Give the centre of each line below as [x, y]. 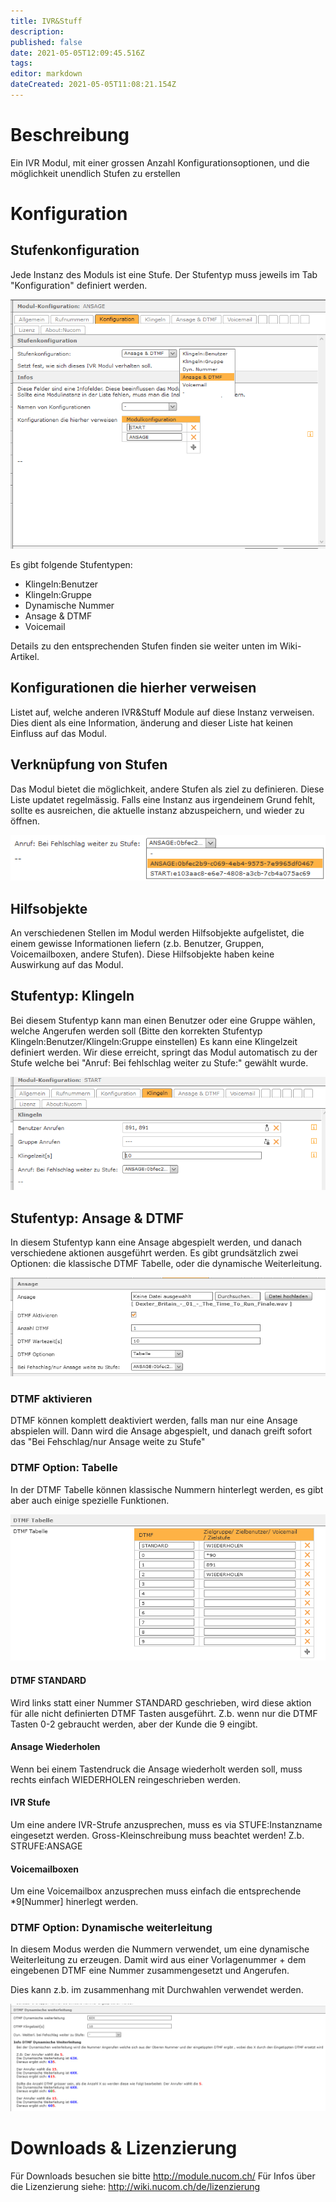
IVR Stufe [30, 1802]
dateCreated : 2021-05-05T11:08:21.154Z [93, 85]
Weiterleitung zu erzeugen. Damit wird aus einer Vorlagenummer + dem [158, 1960]
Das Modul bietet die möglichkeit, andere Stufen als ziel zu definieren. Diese [167, 789]
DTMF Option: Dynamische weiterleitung [111, 1928]
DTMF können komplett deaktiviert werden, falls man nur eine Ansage [154, 1421]
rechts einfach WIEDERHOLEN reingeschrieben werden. [126, 1779]
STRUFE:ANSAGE [46, 1846]
